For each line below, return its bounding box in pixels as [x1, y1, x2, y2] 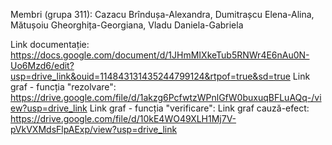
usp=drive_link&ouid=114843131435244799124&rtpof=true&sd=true [10, 70, 291, 82]
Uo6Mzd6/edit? [10, 60, 75, 71]
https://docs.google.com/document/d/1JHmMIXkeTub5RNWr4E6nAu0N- [10, 49, 310, 61]
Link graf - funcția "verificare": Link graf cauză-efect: [89, 102, 310, 114]
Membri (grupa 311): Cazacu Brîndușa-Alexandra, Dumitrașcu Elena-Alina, [10, 9, 315, 20]
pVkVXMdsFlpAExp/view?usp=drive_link [10, 124, 178, 135]
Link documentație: [10, 39, 90, 50]
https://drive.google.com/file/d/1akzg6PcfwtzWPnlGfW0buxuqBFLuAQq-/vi [10, 92, 322, 103]
